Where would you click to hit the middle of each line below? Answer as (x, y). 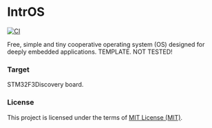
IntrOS (26, 12)
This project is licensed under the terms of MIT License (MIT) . (95, 117)
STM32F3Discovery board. (45, 85)
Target (18, 70)
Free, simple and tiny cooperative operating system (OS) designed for (106, 44)
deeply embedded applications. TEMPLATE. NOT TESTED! (90, 52)
